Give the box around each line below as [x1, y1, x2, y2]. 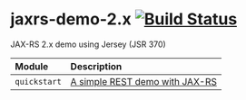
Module [15, 59, 49, 72]
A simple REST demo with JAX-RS [70, 75, 217, 87]
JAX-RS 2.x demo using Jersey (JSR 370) [10, 39, 166, 50]
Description [70, 59, 123, 72]
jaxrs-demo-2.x [10, 9, 133, 30]
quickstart [15, 77, 62, 86]
